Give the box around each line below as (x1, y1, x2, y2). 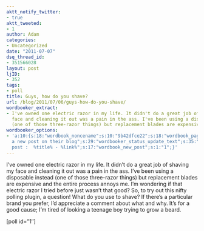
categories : (6, 37, 36, 43)
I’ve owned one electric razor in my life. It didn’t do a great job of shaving (6, 161, 189, 168)
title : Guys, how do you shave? (6, 93, 88, 99)
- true (6, 15, 23, 21)
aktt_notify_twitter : (6, 8, 61, 15)
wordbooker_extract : (6, 104, 59, 111)
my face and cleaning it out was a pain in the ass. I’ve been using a (6, 167, 174, 175)
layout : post (6, 65, 39, 72)
